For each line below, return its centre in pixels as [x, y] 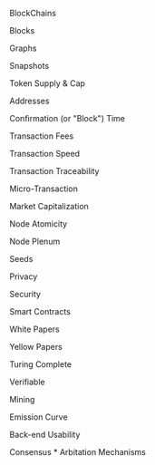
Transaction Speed [44, 154]
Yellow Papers [36, 347]
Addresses [29, 101]
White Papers [35, 329]
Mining [22, 399]
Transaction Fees [42, 136]
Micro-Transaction [44, 189]
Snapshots [29, 66]
